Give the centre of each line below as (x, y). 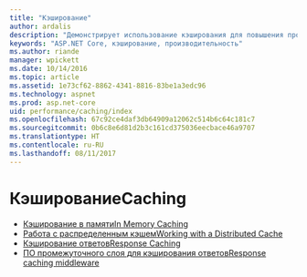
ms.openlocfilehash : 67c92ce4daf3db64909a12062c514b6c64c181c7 (132, 119)
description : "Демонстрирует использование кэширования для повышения (147, 35)
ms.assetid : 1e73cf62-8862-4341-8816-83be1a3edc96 (108, 86)
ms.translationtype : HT (55, 137)
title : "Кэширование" (51, 18)
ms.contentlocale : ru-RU (57, 145)
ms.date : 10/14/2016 (49, 69)
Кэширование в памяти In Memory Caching (106, 223)
